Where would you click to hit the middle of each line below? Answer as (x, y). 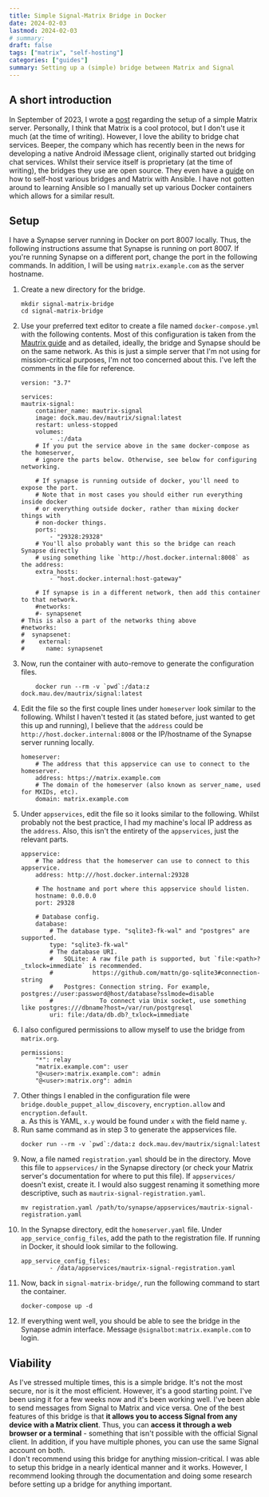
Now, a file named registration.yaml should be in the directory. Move (136, 1159)
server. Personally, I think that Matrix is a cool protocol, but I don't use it (127, 128)
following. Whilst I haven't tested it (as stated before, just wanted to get (138, 717)
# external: (46, 642)
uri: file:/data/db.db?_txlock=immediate (120, 1015)
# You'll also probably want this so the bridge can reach (136, 544)
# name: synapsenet (62, 649)
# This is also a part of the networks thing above (108, 621)
